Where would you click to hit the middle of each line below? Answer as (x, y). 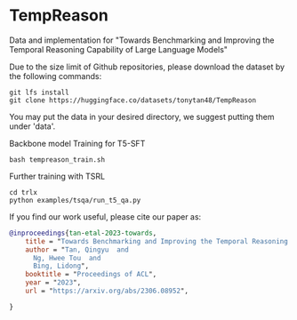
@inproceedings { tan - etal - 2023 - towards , (83, 233)
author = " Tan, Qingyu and (77, 250)
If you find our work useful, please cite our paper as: (105, 216)
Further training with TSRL (57, 176)
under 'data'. (32, 126)
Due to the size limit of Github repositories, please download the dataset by (147, 67)
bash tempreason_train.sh (57, 160)
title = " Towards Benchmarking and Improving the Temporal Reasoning (157, 241)
